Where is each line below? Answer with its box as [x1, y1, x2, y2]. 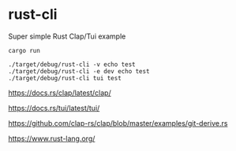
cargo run [8, 46, 41, 54]
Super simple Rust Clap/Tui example [8, 31, 126, 41]
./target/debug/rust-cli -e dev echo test [8, 67, 150, 75]
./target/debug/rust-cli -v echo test [8, 61, 136, 68]
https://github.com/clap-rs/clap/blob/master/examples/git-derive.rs [8, 118, 228, 127]
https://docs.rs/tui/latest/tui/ [8, 103, 100, 112]
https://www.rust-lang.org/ [8, 134, 96, 143]
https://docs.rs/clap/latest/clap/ [8, 88, 112, 98]
